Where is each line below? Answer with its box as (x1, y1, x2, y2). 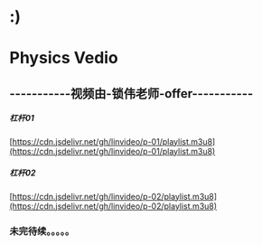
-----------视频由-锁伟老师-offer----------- (9, 86, 254, 101)
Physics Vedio (9, 48, 119, 69)
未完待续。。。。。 (9, 224, 75, 237)
